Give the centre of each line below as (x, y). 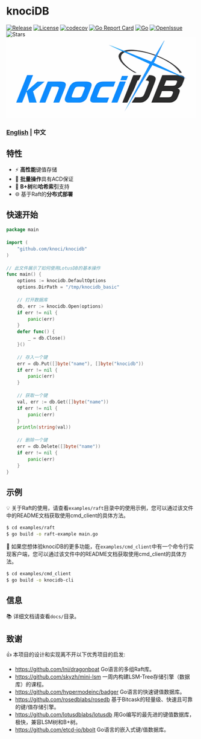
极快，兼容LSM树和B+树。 (48, 722)
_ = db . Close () (47, 338)
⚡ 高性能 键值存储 (36, 169)
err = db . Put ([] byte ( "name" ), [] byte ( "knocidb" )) (81, 364)
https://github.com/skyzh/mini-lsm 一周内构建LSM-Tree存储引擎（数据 (103, 677)
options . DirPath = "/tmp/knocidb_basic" (68, 287)
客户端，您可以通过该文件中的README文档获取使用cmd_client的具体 (96, 554)
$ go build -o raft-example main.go (52, 534)
